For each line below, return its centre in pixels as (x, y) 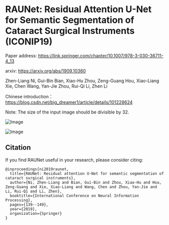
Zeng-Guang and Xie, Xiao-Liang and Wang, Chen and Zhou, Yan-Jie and (81, 187)
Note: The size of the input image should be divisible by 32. (67, 112)
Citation (18, 148)
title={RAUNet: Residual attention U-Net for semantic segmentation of (87, 173)
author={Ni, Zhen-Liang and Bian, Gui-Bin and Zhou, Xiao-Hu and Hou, (86, 182)
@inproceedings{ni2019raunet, (37, 169)
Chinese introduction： (29, 96)
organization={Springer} (36, 213)
